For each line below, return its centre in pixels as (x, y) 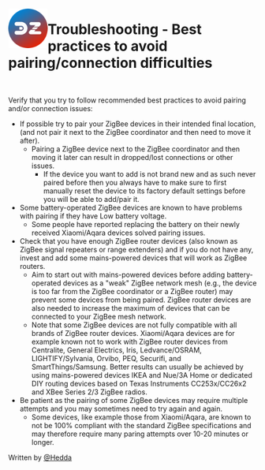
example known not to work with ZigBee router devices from (130, 341)
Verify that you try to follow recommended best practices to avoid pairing (127, 100)
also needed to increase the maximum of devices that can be (131, 308)
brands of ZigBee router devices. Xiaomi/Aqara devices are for (133, 333)
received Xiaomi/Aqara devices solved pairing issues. (118, 233)
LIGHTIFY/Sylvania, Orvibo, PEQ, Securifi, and (106, 358)
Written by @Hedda (40, 457)
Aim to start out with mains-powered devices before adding (128, 274)
